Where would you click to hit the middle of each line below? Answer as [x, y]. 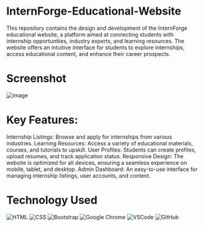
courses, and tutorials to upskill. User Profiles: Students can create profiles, [101, 150]
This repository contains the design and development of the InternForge [97, 28]
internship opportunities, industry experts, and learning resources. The [95, 41]
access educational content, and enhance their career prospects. [89, 54]
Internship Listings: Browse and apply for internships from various [89, 137]
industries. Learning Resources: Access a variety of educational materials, [100, 143]
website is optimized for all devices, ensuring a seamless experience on [97, 162]
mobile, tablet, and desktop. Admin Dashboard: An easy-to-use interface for [102, 169]
